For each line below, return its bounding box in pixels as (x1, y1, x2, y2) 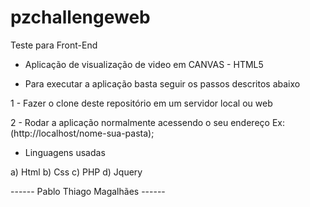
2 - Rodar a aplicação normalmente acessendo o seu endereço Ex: (10, 116, 285, 128)
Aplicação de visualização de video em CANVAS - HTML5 (24, 58, 264, 70)
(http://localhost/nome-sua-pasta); (10, 127, 155, 139)
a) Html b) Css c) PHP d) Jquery (10, 166, 143, 178)
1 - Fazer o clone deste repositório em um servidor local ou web (10, 97, 273, 109)
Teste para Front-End (10, 39, 98, 51)
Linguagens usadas (24, 146, 106, 158)
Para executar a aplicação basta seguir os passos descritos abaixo (24, 77, 301, 90)
